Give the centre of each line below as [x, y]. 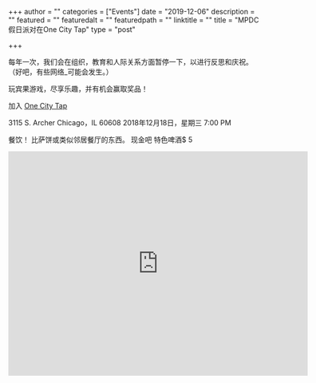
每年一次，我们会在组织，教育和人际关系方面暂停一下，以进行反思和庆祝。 [130, 62]
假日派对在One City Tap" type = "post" [72, 30]
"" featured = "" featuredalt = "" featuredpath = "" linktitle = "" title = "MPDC [134, 20]
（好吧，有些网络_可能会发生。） [61, 72]
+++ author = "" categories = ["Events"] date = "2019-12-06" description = [132, 12]
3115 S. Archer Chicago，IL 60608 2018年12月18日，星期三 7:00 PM [120, 122]
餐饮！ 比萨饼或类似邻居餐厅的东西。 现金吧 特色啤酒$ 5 [101, 140]
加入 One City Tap [38, 106]
